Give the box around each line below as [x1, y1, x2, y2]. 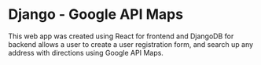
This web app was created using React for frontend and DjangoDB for [8, 31, 234, 41]
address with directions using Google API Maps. [8, 48, 164, 57]
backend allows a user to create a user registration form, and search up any [8, 39, 254, 49]
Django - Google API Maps [8, 5, 183, 23]
